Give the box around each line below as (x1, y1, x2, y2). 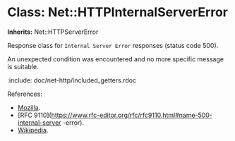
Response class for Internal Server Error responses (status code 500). (7, 41, 219, 49)
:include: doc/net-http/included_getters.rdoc (7, 75, 136, 85)
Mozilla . (17, 103, 41, 111)
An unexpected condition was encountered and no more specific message (7, 54, 224, 63)
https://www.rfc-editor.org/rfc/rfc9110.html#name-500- (51, 111, 213, 119)
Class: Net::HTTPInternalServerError (7, 4, 228, 20)
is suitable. (7, 62, 39, 70)
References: (7, 90, 42, 98)
